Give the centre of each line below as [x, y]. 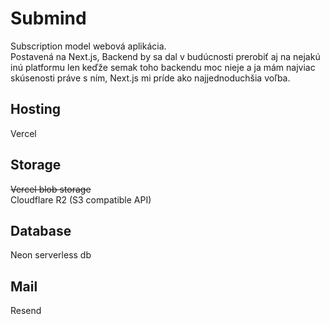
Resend [26, 311]
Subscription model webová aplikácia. [88, 46]
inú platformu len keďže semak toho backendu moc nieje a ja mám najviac [163, 67]
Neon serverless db [51, 255]
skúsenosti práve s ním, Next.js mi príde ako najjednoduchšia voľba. [150, 78]
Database [41, 230]
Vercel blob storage [51, 189]
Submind [48, 18]
